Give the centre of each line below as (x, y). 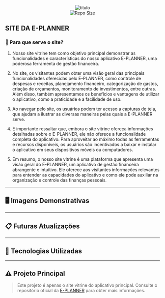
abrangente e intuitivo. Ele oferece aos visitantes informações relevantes (86, 170)
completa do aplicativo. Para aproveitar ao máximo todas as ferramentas (86, 139)
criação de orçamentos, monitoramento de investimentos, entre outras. (84, 89)
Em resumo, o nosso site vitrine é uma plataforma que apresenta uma (82, 159)
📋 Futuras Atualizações (42, 226)
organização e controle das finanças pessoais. (59, 180)
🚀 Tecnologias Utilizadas (43, 251)
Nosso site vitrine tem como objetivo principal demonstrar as (74, 53)
